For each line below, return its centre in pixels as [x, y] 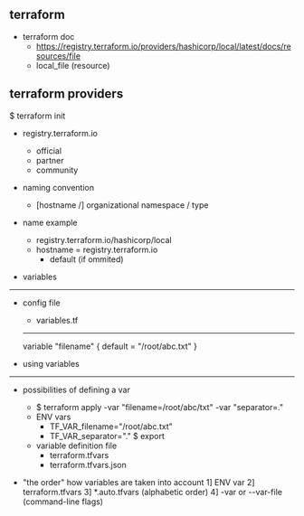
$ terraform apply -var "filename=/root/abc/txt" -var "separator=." [160, 407]
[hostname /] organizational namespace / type [122, 205]
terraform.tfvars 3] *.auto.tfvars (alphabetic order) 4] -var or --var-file [152, 492]
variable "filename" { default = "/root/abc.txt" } [109, 346]
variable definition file [76, 446]
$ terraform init [38, 116]
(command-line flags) [63, 502]
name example [50, 222]
